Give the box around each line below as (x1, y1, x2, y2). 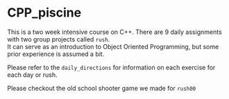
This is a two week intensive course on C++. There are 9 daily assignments (7, 28, 222, 36)
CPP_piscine (7, 5, 82, 21)
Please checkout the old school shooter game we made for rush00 (7, 84, 196, 92)
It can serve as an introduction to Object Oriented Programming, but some (7, 42, 219, 51)
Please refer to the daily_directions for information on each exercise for (7, 63, 216, 71)
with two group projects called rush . (7, 35, 110, 43)
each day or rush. (7, 71, 58, 79)
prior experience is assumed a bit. (7, 50, 105, 58)
